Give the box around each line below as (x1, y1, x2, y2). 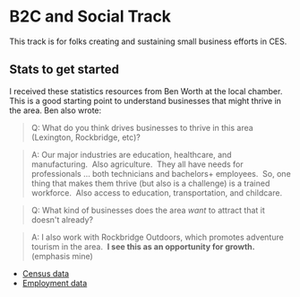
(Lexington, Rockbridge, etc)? (30, 132, 141, 143)
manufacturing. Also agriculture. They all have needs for (30, 159, 244, 170)
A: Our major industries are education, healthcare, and (30, 149, 232, 160)
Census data (21, 267, 70, 279)
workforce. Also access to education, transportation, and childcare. (30, 187, 283, 198)
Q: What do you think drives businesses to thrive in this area (30, 122, 253, 133)
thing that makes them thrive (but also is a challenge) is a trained (30, 178, 270, 188)
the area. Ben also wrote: (9, 105, 102, 116)
